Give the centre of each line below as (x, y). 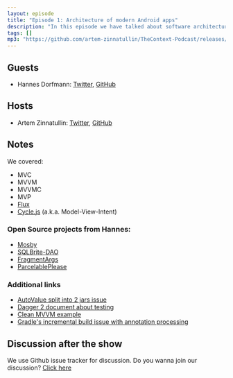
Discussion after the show (65, 344)
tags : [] (20, 33)
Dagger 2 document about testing (66, 307)
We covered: (25, 161)
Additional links (34, 284)
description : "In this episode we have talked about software (99, 26)
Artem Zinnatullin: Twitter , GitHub (64, 123)
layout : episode (31, 14)
